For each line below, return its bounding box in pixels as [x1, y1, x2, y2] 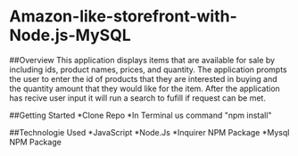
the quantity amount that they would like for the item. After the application [9, 83, 281, 94]
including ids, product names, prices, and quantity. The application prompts [9, 64, 287, 75]
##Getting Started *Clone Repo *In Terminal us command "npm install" [9, 110, 272, 120]
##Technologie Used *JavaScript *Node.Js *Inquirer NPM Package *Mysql [9, 127, 290, 137]
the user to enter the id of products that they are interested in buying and [9, 73, 277, 84]
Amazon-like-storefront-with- [9, 6, 238, 27]
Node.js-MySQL [9, 25, 131, 45]
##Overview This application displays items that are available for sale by [9, 54, 275, 65]
